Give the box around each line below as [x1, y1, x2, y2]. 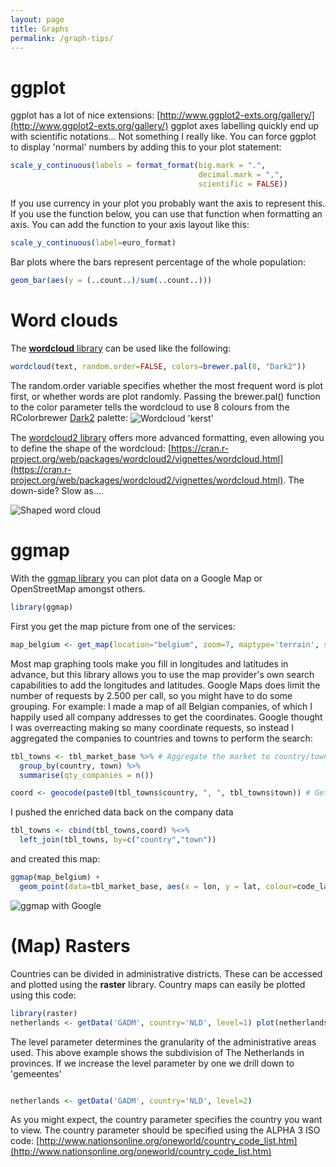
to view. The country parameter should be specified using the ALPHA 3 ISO [10, 1124, 321, 1136]
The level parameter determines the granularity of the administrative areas [10, 1036, 317, 1048]
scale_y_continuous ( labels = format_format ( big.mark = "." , [10, 161, 267, 171]
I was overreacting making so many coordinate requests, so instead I [10, 721, 294, 733]
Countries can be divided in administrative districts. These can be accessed [10, 967, 323, 980]
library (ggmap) [10, 602, 74, 613]
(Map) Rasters [10, 935, 131, 958]
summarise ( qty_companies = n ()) [19, 770, 155, 780]
